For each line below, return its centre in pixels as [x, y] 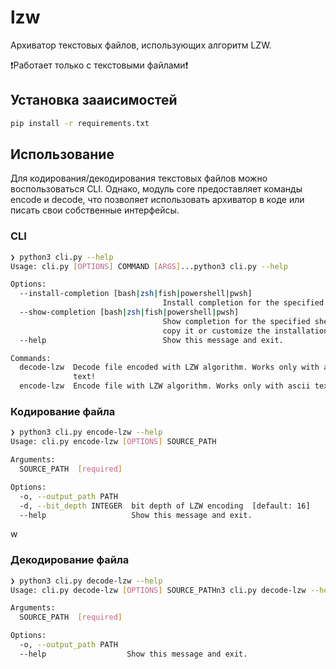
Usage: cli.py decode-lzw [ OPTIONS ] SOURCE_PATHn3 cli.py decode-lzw [158, 590]
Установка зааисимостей [94, 100]
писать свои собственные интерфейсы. [95, 210]
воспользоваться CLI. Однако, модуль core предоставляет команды [156, 189]
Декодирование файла [70, 560]
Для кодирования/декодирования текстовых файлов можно [139, 178]
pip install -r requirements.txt [80, 123]
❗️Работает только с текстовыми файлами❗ [99, 65]
